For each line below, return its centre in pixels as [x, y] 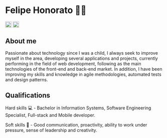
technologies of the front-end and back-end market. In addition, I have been [84, 69]
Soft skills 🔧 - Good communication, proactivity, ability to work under [76, 124]
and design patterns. [27, 79]
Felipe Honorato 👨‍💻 [46, 10]
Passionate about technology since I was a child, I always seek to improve [81, 53]
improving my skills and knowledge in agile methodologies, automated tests [83, 74]
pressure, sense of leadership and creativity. [51, 130]
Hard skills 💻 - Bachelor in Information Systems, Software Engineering [78, 108]
